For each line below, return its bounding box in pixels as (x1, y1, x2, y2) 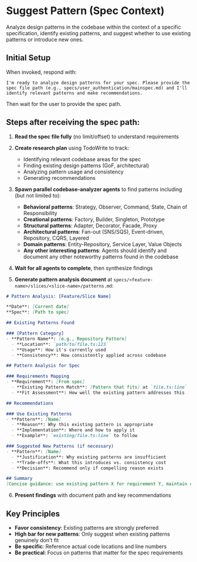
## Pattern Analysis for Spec (6, 363, 80, 369)
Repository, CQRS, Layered (23, 234, 89, 241)
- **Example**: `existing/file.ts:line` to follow (11, 432, 138, 439)
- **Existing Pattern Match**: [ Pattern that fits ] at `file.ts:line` (11, 384, 188, 390)
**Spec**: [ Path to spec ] (6, 309, 69, 315)
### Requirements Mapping (6, 373, 69, 379)
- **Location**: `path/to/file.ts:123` (11, 341, 109, 347)
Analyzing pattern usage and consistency (23, 168, 124, 175)
